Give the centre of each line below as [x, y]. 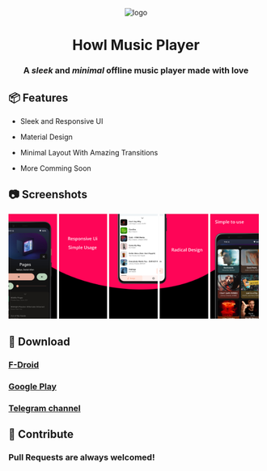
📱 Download [39, 341]
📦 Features [38, 98]
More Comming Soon [55, 168]
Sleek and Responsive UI [61, 121]
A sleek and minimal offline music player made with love [136, 70]
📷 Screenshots [48, 195]
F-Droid [24, 364]
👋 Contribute [41, 434]
